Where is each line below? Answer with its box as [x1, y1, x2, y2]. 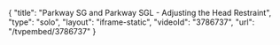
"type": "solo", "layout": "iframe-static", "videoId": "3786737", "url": [8, 17, 255, 27]
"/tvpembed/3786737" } [8, 26, 97, 36]
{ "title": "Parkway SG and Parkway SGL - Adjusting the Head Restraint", [8, 8, 272, 18]
